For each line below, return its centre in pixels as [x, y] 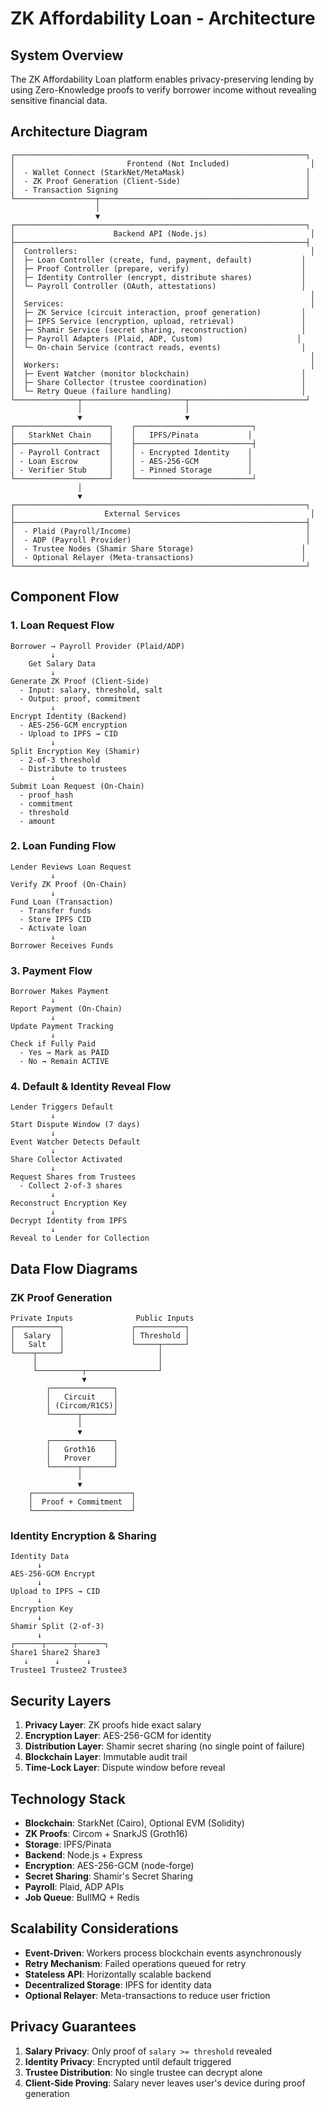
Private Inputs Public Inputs [102, 1318]
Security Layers [61, 1700]
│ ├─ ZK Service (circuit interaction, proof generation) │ [158, 312]
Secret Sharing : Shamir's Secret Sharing [108, 1876]
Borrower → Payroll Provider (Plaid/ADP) [98, 646]
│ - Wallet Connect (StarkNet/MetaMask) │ [160, 172]
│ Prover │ [82, 1458]
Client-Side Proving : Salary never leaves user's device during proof [165, 2083]
